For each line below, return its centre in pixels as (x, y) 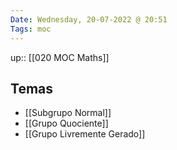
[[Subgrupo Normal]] (68, 113)
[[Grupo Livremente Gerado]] (85, 134)
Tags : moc (31, 29)
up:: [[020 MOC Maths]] (60, 57)
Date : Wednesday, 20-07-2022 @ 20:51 (89, 19)
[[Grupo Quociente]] (66, 123)
